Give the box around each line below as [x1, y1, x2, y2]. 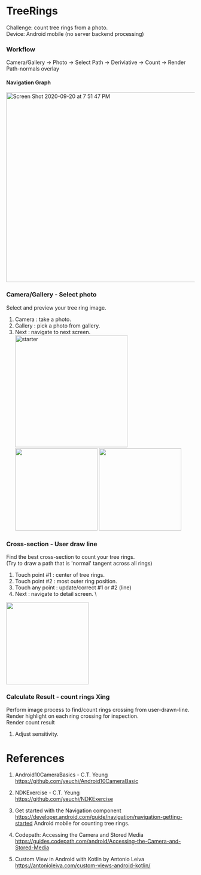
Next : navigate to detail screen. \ [14, 591, 97, 598]
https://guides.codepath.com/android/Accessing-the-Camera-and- [14, 838, 181, 845]
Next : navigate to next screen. [14, 328, 91, 335]
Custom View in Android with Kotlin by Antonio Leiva [14, 856, 145, 863]
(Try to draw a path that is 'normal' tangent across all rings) [6, 560, 153, 567]
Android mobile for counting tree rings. [33, 820, 130, 827]
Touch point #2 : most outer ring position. [14, 578, 118, 585]
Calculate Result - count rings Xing [6, 692, 110, 700]
